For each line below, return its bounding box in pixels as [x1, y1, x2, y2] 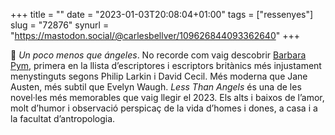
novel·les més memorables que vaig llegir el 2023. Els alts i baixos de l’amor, [10, 92, 325, 103]
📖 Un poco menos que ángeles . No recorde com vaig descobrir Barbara [10, 49, 307, 61]
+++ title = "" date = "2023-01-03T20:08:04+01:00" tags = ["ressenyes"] [10, 9, 314, 20]
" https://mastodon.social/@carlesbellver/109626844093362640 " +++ [10, 30, 300, 41]
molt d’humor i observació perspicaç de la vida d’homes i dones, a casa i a [10, 102, 318, 114]
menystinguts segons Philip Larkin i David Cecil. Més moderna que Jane [10, 70, 308, 82]
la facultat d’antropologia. [10, 113, 116, 124]
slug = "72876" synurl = [10, 19, 110, 31]
